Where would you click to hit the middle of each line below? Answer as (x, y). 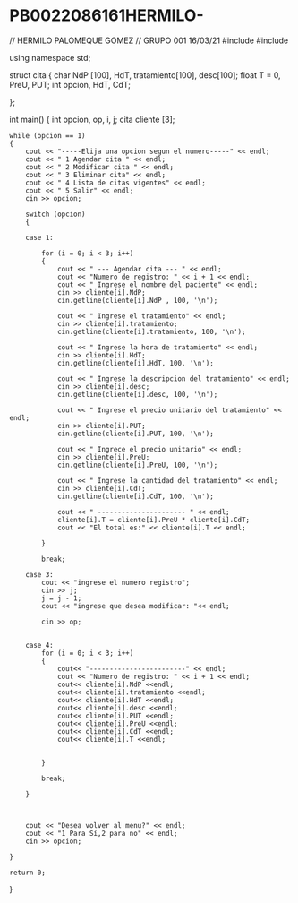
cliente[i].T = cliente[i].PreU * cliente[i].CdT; (153, 520)
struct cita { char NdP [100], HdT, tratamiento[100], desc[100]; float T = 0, (145, 75)
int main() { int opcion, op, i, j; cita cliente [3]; (92, 119)
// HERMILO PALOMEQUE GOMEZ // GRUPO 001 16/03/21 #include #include (149, 40)
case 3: (39, 574)
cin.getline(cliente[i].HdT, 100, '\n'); (136, 363)
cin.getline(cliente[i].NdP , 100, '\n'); (137, 300)
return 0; (28, 873)
